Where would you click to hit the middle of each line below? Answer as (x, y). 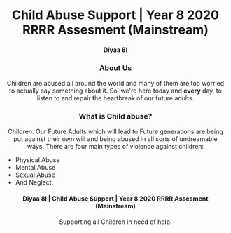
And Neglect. (34, 182)
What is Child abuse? (115, 116)
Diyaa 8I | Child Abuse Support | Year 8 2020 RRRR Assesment (115, 198)
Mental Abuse (35, 168)
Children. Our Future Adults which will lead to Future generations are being (115, 132)
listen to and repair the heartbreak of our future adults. (115, 98)
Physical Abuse (37, 160)
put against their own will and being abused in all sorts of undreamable (115, 139)
